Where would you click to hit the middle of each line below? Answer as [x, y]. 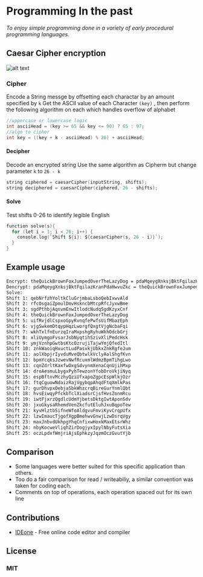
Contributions [33, 517]
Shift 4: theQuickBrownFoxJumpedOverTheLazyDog [67, 315]
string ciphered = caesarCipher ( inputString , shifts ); [77, 182]
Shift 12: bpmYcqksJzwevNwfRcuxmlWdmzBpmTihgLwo [69, 360]
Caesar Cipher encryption [56, 54]
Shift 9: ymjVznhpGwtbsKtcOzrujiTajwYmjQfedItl [67, 343]
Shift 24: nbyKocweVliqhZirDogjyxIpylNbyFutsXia [69, 428]
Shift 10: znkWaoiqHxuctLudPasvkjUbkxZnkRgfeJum [69, 349]
